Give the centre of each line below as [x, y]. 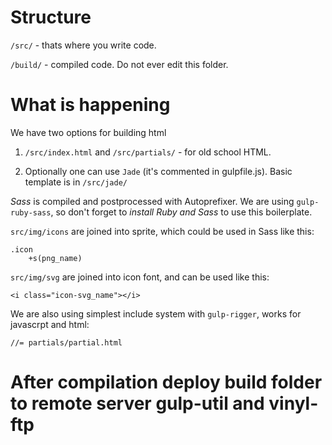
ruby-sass [31, 212]
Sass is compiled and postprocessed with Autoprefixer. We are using [152, 201]
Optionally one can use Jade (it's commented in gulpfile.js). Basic [158, 171]
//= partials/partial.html [66, 342]
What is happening [90, 105]
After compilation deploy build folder [166, 382]
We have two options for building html [88, 132]
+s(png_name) [55, 258]
